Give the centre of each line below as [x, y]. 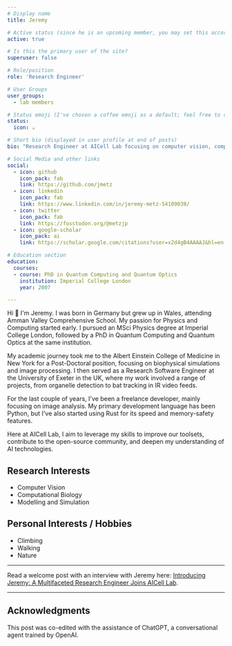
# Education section [37, 255]
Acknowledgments [49, 611]
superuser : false [32, 58]
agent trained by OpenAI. [43, 635]
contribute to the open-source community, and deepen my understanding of [116, 442]
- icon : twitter [37, 210]
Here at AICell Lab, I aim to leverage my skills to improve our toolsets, [106, 434]
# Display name [29, 14]
